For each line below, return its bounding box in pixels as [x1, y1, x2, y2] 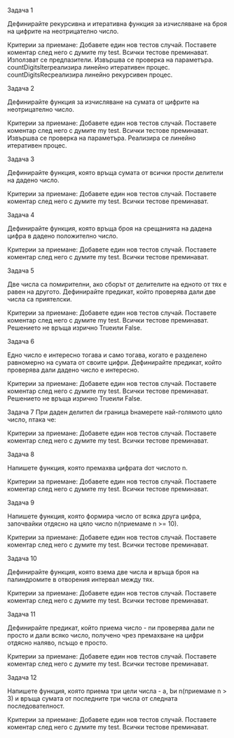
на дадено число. [7, 176, 60, 184]
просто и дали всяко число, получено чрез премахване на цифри [7, 631, 205, 639]
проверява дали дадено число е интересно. [7, 365, 139, 374]
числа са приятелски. [7, 295, 72, 303]
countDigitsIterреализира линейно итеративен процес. [7, 63, 170, 71]
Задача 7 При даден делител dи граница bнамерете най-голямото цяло [7, 408, 223, 416]
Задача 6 [7, 337, 35, 345]
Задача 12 [7, 673, 37, 681]
